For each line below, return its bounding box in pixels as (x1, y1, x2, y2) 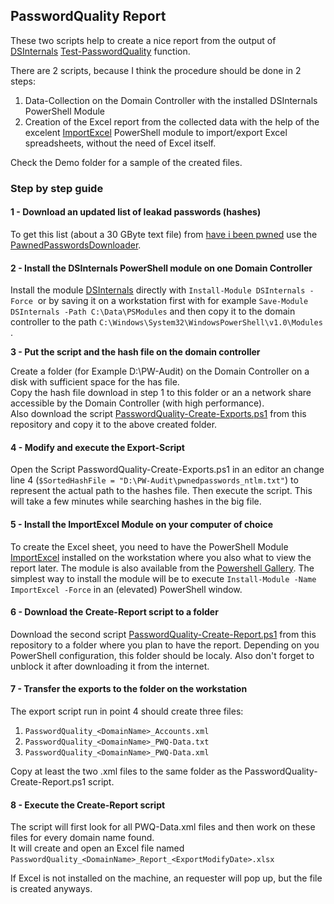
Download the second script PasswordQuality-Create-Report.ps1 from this (10, 628, 317, 640)
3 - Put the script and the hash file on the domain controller (10, 346, 261, 358)
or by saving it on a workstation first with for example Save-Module (37, 295, 309, 307)
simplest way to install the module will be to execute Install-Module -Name (10, 572, 317, 584)
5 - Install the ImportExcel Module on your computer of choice (10, 518, 274, 530)
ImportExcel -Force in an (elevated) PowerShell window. (10, 583, 243, 595)
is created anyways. (10, 883, 93, 895)
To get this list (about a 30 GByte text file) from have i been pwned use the (10, 228, 318, 240)
